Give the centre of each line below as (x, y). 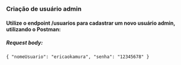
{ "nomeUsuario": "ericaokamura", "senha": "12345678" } (78, 57)
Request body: (25, 43)
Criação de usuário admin (44, 9)
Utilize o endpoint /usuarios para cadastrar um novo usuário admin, (91, 23)
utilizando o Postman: (33, 29)
